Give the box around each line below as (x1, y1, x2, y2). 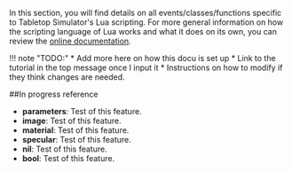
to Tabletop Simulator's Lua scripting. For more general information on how (9, 17, 284, 27)
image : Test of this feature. (21, 115, 122, 126)
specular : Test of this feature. (21, 135, 131, 144)
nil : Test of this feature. (21, 144, 108, 154)
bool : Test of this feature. (21, 153, 115, 163)
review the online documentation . (9, 35, 131, 46)
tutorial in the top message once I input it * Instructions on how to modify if (9, 62, 283, 73)
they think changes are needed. (9, 72, 126, 82)
